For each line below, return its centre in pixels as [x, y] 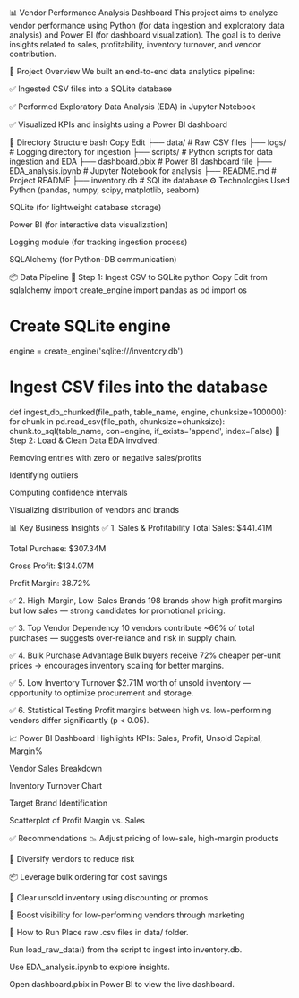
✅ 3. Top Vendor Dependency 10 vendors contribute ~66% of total [132, 627]
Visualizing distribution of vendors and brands [94, 509]
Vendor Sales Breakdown [56, 768]
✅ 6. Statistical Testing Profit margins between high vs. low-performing [141, 710]
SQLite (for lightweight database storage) [85, 207]
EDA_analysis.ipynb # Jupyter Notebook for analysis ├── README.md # [143, 171]
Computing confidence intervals [68, 492]
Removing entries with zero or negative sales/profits [106, 457]
